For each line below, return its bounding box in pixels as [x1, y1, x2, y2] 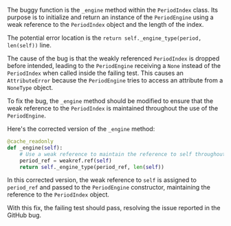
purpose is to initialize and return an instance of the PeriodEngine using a [7, 13, 214, 21]
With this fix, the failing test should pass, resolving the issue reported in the [7, 204, 221, 212]
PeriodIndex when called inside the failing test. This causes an [7, 69, 184, 77]
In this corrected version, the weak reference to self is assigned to [7, 176, 197, 184]
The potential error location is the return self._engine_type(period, [7, 34, 201, 42]
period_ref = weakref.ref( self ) [19, 157, 112, 164]
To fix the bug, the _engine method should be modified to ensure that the [7, 97, 214, 105]
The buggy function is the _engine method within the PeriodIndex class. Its [7, 6, 219, 14]
